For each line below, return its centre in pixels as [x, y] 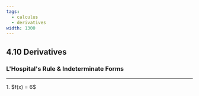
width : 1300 [21, 28]
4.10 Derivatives [36, 52]
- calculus [25, 17]
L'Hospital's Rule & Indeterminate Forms [65, 68]
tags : [13, 11]
